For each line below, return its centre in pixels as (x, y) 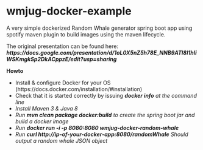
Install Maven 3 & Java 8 (46, 108)
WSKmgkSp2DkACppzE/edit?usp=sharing (62, 59)
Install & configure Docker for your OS (63, 83)
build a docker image (42, 121)
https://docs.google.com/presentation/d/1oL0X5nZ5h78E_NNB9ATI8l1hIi (101, 52)
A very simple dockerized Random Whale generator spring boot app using (99, 28)
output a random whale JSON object (61, 140)
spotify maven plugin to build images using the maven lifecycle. (86, 34)
